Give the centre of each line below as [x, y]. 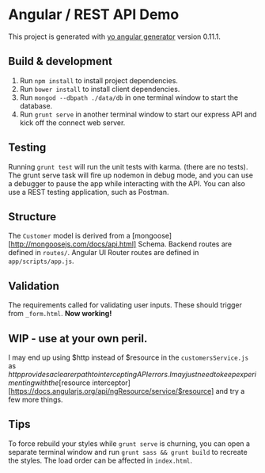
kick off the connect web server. [72, 122]
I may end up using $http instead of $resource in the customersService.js [129, 357]
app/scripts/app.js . [41, 261]
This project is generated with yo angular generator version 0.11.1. [115, 36]
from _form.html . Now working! [60, 314]
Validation [34, 286]
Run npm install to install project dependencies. [98, 80]
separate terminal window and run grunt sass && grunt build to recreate [128, 452]
